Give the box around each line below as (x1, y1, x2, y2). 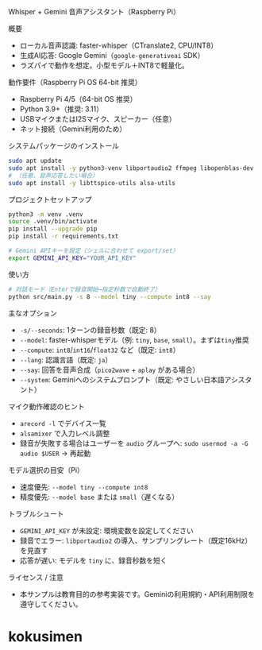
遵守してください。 (19, 599, 83, 609)
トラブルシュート (8, 509, 64, 518)
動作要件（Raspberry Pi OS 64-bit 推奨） (8, 78, 142, 87)
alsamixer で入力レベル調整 (19, 428, 110, 438)
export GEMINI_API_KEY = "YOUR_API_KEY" (8, 253, 137, 262)
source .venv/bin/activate (8, 218, 98, 226)
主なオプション (8, 308, 57, 318)
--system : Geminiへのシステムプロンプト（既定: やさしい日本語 (19, 374, 225, 384)
